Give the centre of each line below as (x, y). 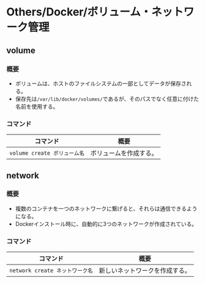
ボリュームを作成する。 (124, 153)
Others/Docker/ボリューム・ (79, 12)
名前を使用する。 (37, 106)
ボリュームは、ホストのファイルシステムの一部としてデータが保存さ (101, 83)
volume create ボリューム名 (47, 153)
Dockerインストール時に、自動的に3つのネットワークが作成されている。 (106, 223)
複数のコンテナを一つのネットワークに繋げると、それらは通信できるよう (106, 208)
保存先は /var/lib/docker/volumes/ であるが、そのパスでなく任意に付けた (107, 99)
